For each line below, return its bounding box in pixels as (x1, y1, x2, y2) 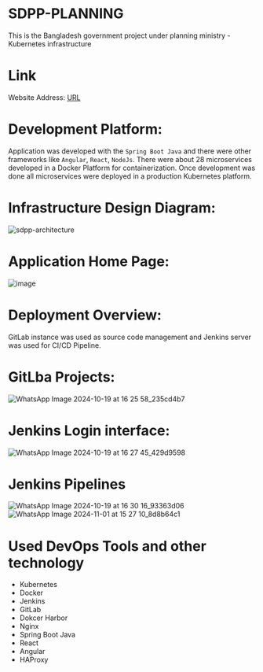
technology (8, 554, 85, 571)
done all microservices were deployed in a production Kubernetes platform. (8, 171, 253, 181)
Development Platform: (8, 120, 163, 138)
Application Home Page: (8, 253, 170, 270)
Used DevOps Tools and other (8, 537, 206, 555)
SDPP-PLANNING (8, 5, 124, 23)
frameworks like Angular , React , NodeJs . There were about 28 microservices (8, 154, 253, 164)
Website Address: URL (8, 92, 81, 102)
